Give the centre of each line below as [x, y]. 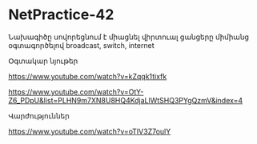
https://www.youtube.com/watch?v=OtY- [76, 92]
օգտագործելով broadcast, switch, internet [81, 45]
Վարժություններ [39, 116]
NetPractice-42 [61, 15]
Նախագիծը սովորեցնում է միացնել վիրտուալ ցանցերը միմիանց [129, 37]
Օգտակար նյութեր [43, 61]
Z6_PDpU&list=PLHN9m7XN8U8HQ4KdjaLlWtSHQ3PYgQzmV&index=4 [126, 100]
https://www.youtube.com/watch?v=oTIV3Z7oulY [90, 131]
